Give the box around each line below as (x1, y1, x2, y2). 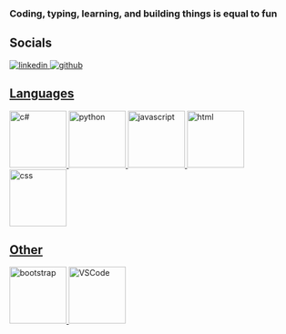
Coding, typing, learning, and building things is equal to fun (9, 7, 278, 20)
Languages (9, 86, 75, 102)
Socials (9, 35, 53, 51)
